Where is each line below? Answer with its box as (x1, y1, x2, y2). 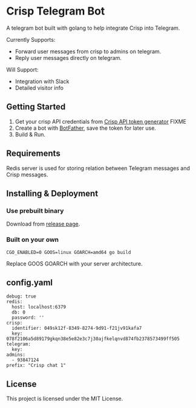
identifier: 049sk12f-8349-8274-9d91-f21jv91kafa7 (11, 326, 142, 332)
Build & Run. (15, 130, 46, 138)
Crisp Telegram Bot (6, 4, 105, 18)
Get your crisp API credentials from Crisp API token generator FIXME (15, 118, 186, 125)
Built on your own (6, 235, 59, 244)
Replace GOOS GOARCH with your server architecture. (6, 259, 143, 267)
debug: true (6, 293, 36, 299)
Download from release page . (6, 220, 80, 228)
